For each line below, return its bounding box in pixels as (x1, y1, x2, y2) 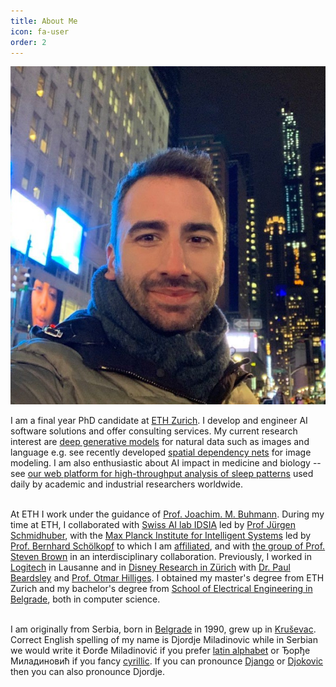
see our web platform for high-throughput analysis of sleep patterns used (10, 468, 314, 479)
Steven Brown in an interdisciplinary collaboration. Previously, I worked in (10, 551, 312, 562)
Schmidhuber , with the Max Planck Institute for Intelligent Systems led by (10, 530, 312, 541)
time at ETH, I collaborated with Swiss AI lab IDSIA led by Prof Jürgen (10, 519, 297, 530)
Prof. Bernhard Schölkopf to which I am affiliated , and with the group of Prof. (10, 540, 326, 552)
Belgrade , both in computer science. (10, 593, 161, 605)
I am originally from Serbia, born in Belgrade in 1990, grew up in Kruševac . (10, 623, 317, 635)
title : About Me (10, 16, 78, 26)
